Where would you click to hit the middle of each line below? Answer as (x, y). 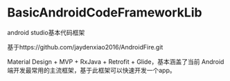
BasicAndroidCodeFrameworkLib (105, 13)
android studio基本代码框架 (46, 32)
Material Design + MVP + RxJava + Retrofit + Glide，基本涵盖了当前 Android (116, 61)
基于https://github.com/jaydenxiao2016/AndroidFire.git (85, 47)
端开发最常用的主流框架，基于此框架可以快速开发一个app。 (92, 70)
